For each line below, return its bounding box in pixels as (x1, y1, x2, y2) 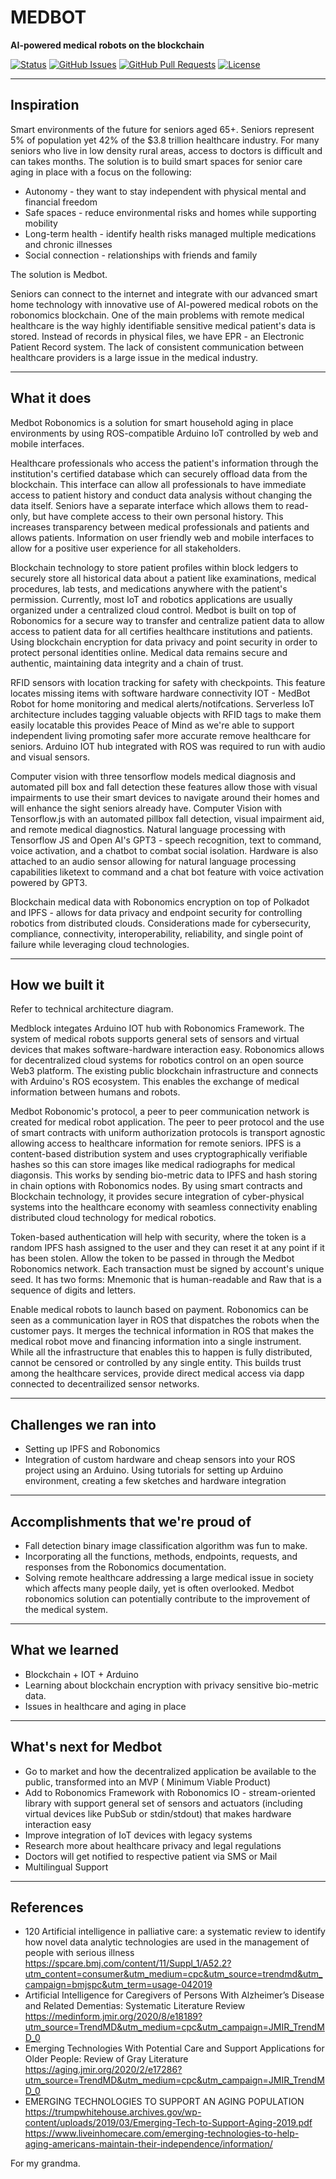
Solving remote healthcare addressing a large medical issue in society (24, 1572, 314, 1583)
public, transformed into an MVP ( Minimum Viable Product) (24, 1776, 271, 1788)
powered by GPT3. (10, 876, 88, 888)
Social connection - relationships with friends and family (24, 249, 258, 261)
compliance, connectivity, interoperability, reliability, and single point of (10, 927, 304, 940)
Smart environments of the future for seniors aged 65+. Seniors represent (10, 123, 315, 135)
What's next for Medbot (10, 1739, 163, 1756)
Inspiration (10, 97, 80, 114)
